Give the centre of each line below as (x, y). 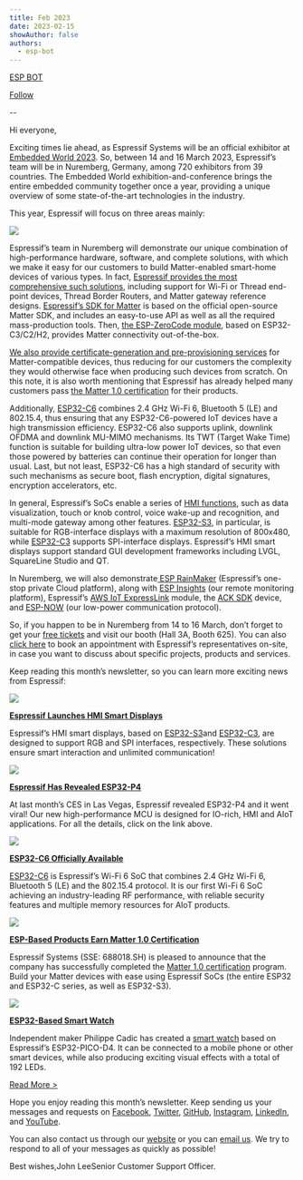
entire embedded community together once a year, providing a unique (140, 186)
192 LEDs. (28, 1068)
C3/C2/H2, (29, 335)
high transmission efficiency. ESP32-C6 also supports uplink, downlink (141, 428)
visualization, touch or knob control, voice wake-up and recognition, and (144, 512)
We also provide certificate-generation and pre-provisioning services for (145, 352)
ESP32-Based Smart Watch (62, 1020)
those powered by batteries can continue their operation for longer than (143, 457)
